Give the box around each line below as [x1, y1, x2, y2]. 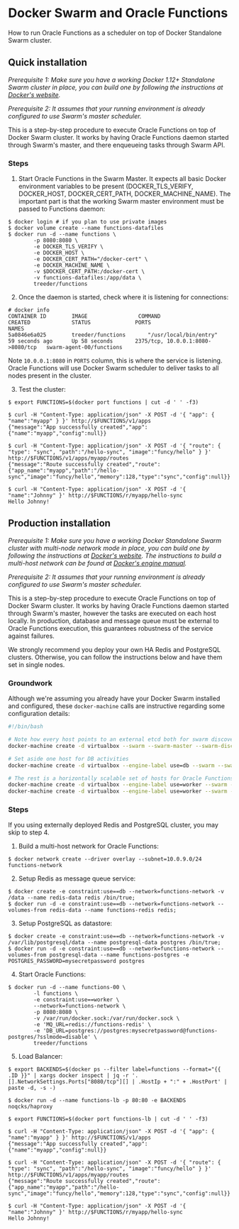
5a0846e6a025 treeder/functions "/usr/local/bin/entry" [8, 331, 218, 338]
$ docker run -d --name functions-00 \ [8, 984, 126, 991]
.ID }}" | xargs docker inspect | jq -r [8, 1072, 130, 1079]
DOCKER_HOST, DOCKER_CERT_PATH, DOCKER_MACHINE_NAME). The [18, 189, 231, 198]
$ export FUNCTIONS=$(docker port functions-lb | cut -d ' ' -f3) [8, 1115, 209, 1123]
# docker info [8, 307, 50, 314]
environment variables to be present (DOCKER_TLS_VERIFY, [18, 182, 194, 191]
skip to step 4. [8, 828, 50, 837]
